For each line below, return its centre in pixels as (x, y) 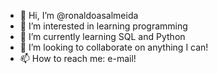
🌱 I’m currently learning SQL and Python (102, 36)
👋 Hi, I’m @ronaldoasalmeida (79, 15)
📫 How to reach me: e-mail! (78, 58)
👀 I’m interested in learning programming (103, 26)
